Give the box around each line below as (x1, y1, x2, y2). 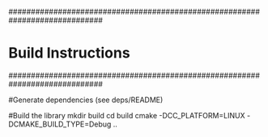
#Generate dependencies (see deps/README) (8, 95, 164, 105)
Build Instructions (8, 44, 131, 62)
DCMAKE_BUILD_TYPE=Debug (8, 119, 112, 129)
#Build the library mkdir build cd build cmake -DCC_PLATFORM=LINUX (8, 110, 245, 120)
